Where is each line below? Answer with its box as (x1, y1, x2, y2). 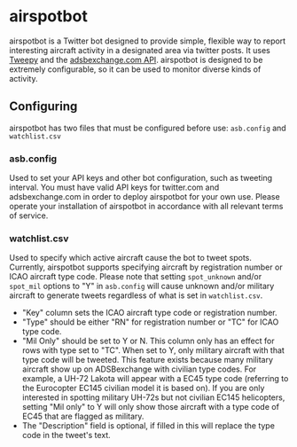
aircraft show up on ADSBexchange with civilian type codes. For (21, 364, 257, 374)
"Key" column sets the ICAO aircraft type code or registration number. (21, 308, 277, 318)
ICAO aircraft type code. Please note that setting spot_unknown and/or (9, 271, 262, 282)
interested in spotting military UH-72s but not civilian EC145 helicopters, (21, 392, 285, 403)
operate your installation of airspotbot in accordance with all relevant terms (9, 201, 284, 212)
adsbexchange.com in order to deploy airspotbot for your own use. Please (9, 192, 281, 202)
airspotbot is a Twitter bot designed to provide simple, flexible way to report (9, 35, 286, 46)
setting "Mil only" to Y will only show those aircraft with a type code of (21, 402, 279, 412)
